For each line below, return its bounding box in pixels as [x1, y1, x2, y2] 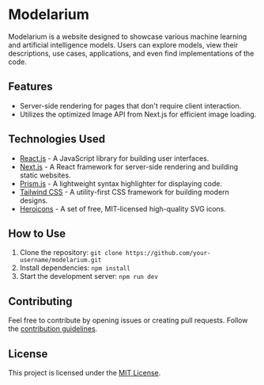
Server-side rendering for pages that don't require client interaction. [19, 101, 242, 110]
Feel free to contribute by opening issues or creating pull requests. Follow [8, 315, 248, 326]
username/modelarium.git [19, 256, 102, 265]
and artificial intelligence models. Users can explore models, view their [8, 40, 239, 49]
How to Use [8, 227, 66, 240]
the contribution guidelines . [8, 324, 98, 334]
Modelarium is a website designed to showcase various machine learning [8, 32, 247, 41]
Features [8, 80, 53, 93]
